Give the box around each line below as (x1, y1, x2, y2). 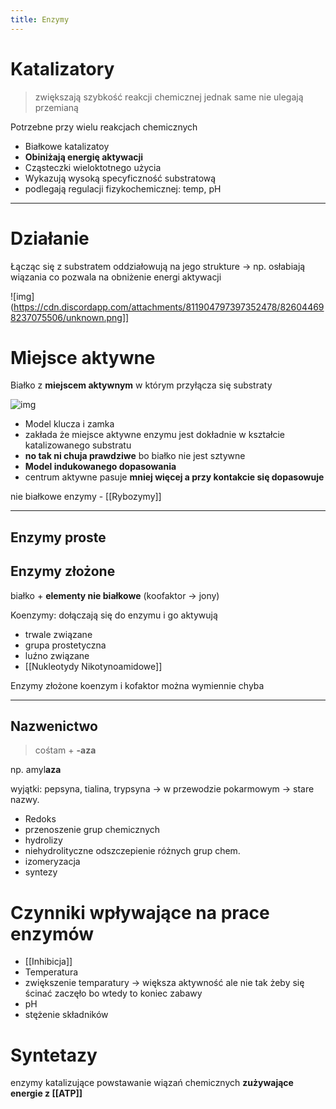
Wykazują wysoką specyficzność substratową (24, 172, 217, 184)
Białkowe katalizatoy (24, 140, 110, 152)
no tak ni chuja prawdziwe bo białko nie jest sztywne (24, 450, 246, 462)
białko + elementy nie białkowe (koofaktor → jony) (10, 589, 220, 601)
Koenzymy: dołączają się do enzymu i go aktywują (10, 609, 218, 621)
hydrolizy (24, 834, 63, 846)
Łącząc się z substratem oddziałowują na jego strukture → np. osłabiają (10, 260, 306, 272)
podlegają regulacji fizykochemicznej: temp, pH (24, 182, 222, 195)
